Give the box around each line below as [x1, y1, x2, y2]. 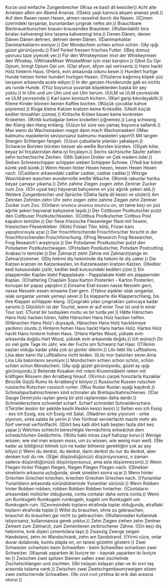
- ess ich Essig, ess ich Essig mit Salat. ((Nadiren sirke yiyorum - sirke [5, 411, 149, 417]
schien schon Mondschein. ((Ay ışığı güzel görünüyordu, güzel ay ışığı [5, 362, 150, 369]
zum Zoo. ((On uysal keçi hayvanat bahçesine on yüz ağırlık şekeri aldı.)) [5, 186, 155, 192]
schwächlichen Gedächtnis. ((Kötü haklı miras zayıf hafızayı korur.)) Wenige [5, 432, 161, 438]
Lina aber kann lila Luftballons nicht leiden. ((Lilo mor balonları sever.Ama [5, 352, 156, 358]
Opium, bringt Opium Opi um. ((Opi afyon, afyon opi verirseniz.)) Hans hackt [5, 63, 163, 69]
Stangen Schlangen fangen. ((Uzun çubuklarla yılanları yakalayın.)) [5, 138, 143, 144]
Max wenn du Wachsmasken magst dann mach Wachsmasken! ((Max [5, 127, 149, 133]
